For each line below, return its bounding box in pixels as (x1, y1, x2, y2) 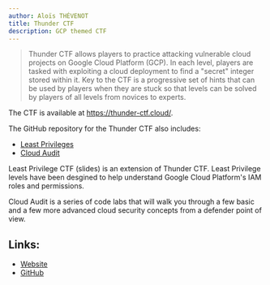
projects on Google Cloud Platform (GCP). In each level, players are (28, 58, 254, 67)
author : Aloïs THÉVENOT (8, 11, 89, 20)
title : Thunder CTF (8, 19, 75, 28)
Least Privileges (19, 140, 75, 149)
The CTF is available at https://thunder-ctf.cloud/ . (8, 108, 174, 118)
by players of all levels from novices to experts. (28, 93, 186, 102)
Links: (8, 237, 41, 252)
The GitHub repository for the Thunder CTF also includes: (8, 123, 201, 134)
